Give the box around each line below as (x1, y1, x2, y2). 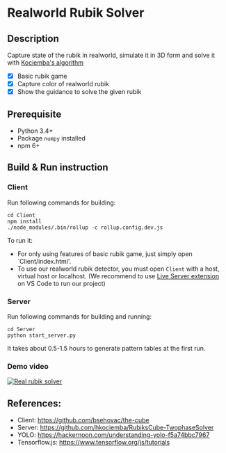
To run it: (7, 236, 33, 244)
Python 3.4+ (17, 127, 54, 135)
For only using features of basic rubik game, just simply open (17, 249, 193, 258)
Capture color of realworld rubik (17, 80, 110, 88)
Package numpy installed (17, 134, 86, 142)
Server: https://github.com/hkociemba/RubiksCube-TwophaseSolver (17, 423, 214, 432)
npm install (7, 218, 42, 225)
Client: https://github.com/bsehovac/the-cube (17, 416, 150, 424)
